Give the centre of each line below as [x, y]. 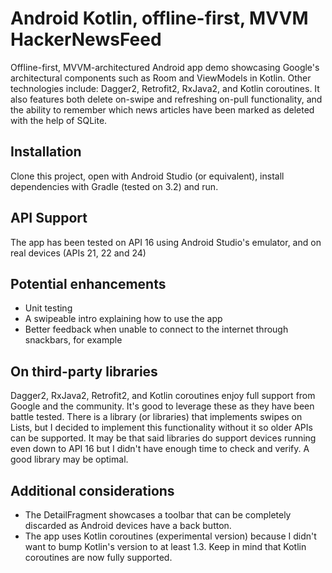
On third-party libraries [84, 371]
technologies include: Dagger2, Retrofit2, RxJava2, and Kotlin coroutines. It [165, 88]
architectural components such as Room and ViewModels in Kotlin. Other [161, 78]
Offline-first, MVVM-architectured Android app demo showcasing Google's [165, 67]
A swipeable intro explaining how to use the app [123, 319]
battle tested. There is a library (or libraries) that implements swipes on [156, 417]
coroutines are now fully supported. [98, 557]
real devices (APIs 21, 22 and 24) [78, 253]
